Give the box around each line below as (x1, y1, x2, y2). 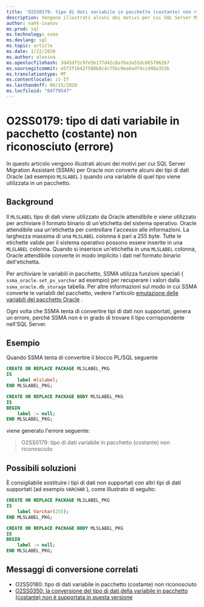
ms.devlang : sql (6, 37, 47, 43)
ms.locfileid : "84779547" (6, 88, 72, 94)
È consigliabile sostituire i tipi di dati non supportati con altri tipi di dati (6, 479, 181, 486)
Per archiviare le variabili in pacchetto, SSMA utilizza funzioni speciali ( (6, 270, 184, 277)
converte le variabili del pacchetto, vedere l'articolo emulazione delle (6, 289, 179, 296)
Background (6, 197, 53, 207)
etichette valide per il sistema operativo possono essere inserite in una (6, 239, 183, 246)
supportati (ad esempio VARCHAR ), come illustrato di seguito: (6, 486, 156, 493)
